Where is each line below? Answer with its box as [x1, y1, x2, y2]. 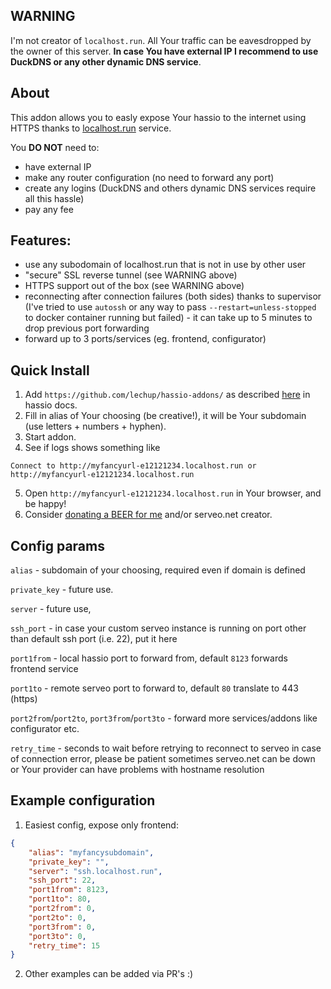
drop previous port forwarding [24, 322, 150, 334]
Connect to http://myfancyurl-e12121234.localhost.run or [10, 461, 257, 471]
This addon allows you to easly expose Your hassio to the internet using [10, 111, 307, 123]
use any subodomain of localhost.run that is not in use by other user [24, 259, 307, 271]
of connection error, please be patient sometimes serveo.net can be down [10, 753, 316, 765]
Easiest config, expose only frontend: [24, 819, 179, 831]
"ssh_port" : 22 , [28, 875, 97, 886]
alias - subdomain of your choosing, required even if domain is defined [10, 564, 306, 576]
